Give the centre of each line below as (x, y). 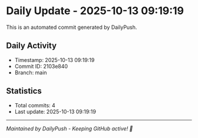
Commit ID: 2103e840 (41, 66)
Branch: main (31, 73)
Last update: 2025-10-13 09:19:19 (55, 111)
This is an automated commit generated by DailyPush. (72, 27)
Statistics (24, 91)
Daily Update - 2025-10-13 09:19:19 (95, 11)
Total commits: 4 (35, 105)
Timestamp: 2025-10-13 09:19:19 (55, 60)
